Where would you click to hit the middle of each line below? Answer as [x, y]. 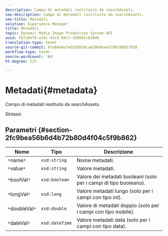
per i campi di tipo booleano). [111, 183]
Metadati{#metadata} [51, 90]
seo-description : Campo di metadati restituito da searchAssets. [74, 15]
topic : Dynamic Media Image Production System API [59, 33]
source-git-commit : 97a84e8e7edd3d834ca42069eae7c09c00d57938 [71, 47]
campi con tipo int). [99, 197]
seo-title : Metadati [27, 19]
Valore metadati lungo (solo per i [115, 191]
